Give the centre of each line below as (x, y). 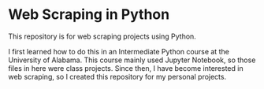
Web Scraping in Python (89, 15)
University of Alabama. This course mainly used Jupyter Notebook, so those (132, 60)
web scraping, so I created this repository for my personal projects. (117, 76)
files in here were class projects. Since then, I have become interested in (126, 68)
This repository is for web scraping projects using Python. (102, 36)
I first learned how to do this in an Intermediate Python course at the (119, 51)
